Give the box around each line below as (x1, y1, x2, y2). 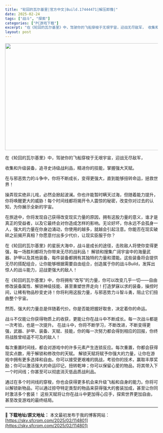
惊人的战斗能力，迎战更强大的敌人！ (5, 267, 78, 273)
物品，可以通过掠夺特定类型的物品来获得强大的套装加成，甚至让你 (21, 385, 154, 391)
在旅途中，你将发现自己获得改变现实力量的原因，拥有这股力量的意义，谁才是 (5, 214, 158, 220)
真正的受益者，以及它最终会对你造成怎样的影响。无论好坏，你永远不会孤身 (5, 220, 154, 226)
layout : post (5, 30, 32, 34)
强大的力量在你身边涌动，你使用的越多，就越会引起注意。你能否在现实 (13, 226, 154, 232)
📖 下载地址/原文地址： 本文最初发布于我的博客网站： (5, 412, 110, 417)
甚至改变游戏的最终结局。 (5, 397, 56, 403)
